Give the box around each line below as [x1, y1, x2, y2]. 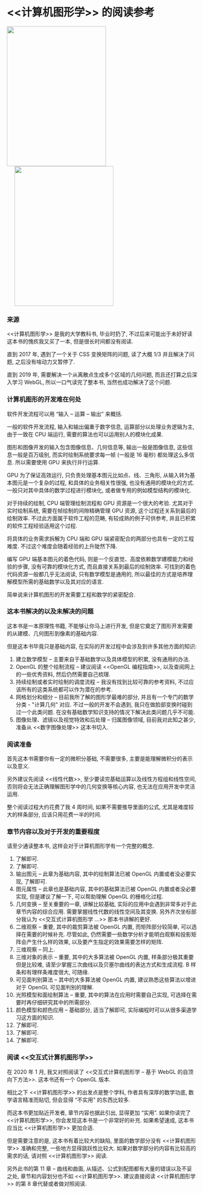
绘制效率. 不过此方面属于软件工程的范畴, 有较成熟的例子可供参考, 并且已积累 [7, 515, 196, 522]
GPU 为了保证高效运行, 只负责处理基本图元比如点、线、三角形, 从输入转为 [7, 471, 190, 478]
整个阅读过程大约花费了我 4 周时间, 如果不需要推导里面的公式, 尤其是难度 [7, 804, 189, 811]
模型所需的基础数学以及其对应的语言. [11, 578, 105, 585]
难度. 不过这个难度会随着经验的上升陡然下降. [7, 542, 118, 550]
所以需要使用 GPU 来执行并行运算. [14, 458, 100, 466]
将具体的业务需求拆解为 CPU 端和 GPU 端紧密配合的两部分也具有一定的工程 [7, 535, 195, 542]
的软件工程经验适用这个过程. [7, 522, 78, 529]
